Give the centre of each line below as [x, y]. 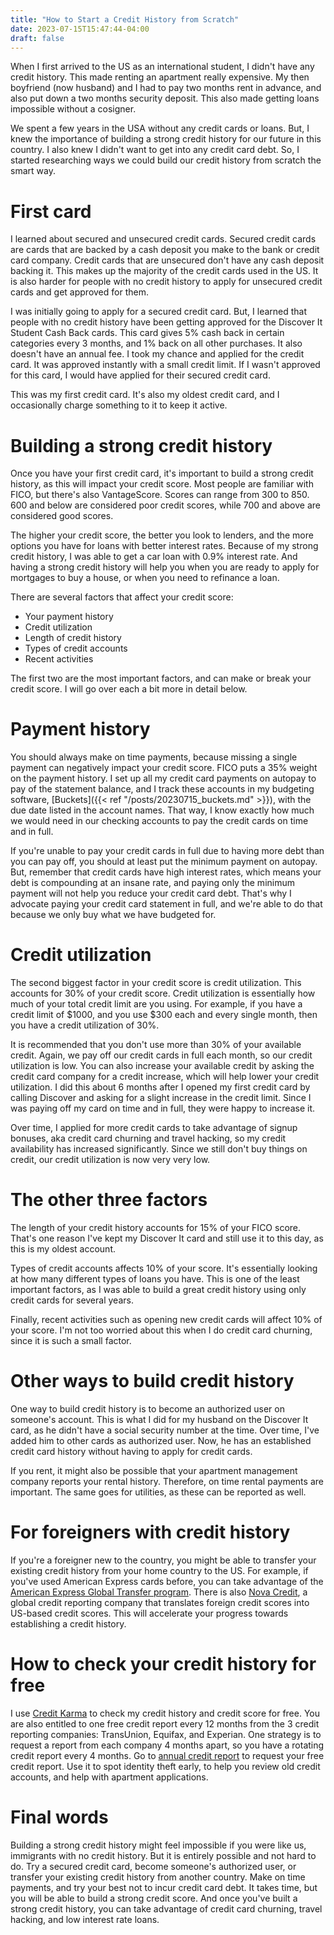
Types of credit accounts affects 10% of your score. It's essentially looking [164, 1268]
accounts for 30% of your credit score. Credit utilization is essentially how [163, 993]
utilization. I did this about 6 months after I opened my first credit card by [160, 1087]
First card [51, 211]
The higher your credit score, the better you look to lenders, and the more [162, 535]
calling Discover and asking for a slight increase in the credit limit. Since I [161, 1098]
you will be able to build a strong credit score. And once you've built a [154, 1898]
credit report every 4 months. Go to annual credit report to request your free [167, 1755]
